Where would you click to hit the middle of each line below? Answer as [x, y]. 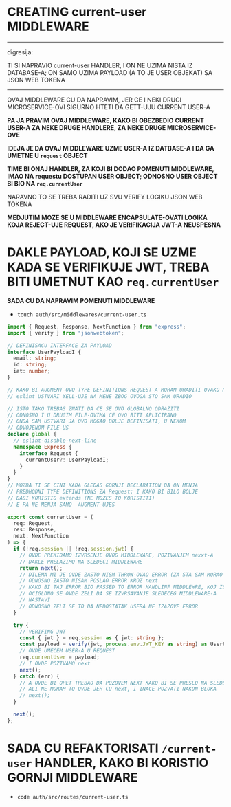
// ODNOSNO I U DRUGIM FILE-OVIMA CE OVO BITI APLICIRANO [92, 415]
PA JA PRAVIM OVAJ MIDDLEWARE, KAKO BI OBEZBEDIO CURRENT [106, 120]
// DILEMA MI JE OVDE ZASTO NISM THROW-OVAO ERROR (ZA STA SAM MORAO [121, 575]
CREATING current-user [77, 12]
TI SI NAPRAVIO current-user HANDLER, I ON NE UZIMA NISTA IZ [100, 65]
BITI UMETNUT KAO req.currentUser [113, 282]
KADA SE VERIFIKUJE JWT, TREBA [108, 267]
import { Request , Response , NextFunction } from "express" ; [97, 327]
